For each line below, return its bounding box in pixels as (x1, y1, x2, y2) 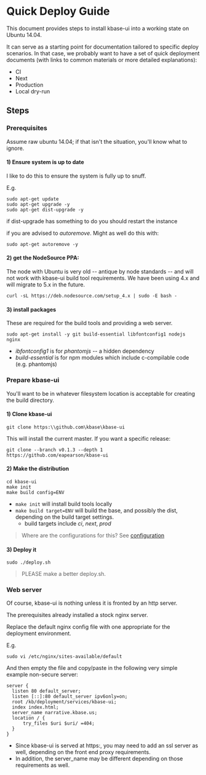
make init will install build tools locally (15, 500, 113, 508)
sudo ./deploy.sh (6, 559, 51, 566)
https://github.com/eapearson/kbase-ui (6, 452, 109, 458)
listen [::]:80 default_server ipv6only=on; (12, 693, 128, 700)
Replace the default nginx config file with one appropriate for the (6, 623, 170, 631)
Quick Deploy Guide (6, 4, 110, 18)
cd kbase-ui (6, 478, 37, 485)
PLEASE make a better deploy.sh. (21, 570, 106, 578)
